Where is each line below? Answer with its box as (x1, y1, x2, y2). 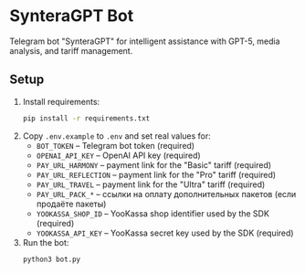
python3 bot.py (22, 255, 81, 264)
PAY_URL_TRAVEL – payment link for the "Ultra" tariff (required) (36, 179, 266, 190)
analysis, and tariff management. (9, 45, 133, 56)
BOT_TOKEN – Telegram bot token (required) (36, 140, 195, 151)
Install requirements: (22, 96, 100, 107)
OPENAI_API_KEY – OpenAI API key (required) (36, 150, 201, 161)
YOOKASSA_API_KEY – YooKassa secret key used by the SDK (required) (36, 227, 294, 238)
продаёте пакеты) (36, 198, 107, 209)
